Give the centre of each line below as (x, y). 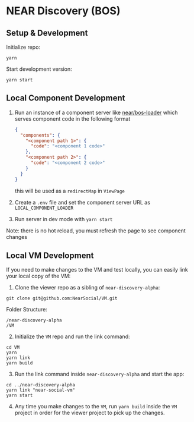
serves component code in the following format (72, 119)
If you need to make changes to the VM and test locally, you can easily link (97, 270)
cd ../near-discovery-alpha (41, 385)
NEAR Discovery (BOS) (63, 11)
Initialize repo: (23, 47)
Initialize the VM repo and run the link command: (72, 336)
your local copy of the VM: (38, 276)
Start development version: (39, 69)
